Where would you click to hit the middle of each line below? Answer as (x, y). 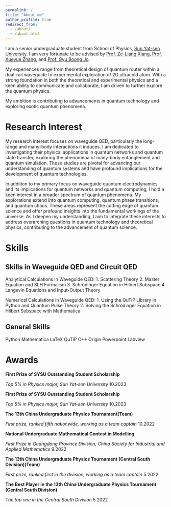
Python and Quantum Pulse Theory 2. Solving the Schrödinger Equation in (83, 305)
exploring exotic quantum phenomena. (46, 106)
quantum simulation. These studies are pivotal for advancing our (73, 163)
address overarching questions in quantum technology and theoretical (79, 222)
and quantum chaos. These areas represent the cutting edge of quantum (82, 205)
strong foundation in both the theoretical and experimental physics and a (82, 80)
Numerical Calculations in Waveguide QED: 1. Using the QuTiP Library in (81, 300)
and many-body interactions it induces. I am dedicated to (79, 146)
